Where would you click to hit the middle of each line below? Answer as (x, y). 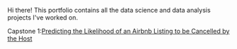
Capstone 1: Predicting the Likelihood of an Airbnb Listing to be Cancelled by (118, 31)
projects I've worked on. (43, 17)
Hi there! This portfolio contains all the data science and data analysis (109, 10)
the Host (20, 38)
